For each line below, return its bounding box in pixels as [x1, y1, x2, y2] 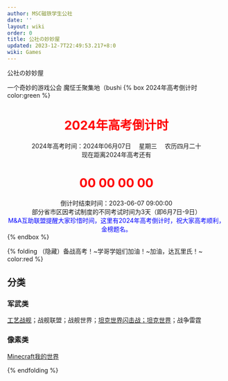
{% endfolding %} [7, 366, 59, 374]
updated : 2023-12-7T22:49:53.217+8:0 [7, 42, 116, 49]
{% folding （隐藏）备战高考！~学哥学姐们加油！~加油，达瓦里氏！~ [7, 247, 203, 255]
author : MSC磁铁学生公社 [7, 10, 73, 17]
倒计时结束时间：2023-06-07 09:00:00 [60, 199, 173, 207]
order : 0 [7, 29, 33, 37]
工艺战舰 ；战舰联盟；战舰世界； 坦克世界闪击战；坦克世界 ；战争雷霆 [7, 316, 202, 324]
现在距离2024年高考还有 [81, 150, 152, 159]
